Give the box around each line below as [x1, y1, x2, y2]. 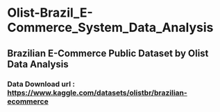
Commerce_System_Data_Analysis [7, 19, 214, 35]
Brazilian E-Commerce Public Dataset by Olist [7, 47, 209, 59]
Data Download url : [7, 79, 75, 88]
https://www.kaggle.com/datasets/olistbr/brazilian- [7, 88, 187, 97]
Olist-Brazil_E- [7, 5, 94, 21]
